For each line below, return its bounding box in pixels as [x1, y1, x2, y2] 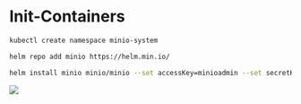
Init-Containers [9, 6, 125, 27]
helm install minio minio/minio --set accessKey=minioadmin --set [9, 68, 262, 77]
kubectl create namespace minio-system [9, 36, 159, 45]
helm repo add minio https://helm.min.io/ [9, 52, 170, 61]
